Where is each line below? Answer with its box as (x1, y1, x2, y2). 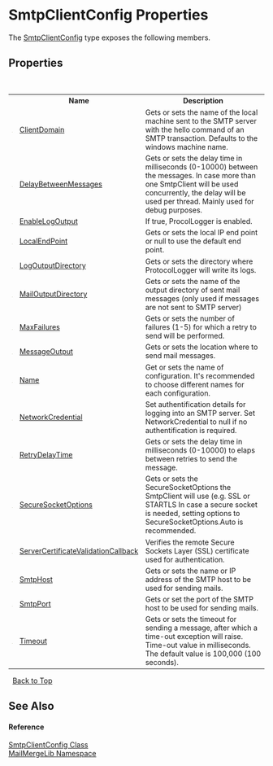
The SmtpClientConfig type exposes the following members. (8, 33, 211, 42)
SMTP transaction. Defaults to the (145, 133, 258, 143)
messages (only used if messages (145, 293, 260, 303)
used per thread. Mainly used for (145, 196, 254, 206)
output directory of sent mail (145, 285, 240, 295)
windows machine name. (145, 142, 229, 151)
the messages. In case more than (145, 170, 256, 180)
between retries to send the (145, 454, 238, 463)
